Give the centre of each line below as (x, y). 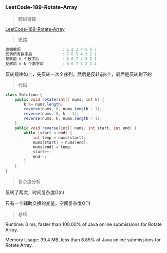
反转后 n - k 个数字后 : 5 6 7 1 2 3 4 (51, 64)
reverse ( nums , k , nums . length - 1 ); (63, 119)
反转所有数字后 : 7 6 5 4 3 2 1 (51, 54)
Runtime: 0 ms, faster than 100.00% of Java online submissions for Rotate (83, 224)
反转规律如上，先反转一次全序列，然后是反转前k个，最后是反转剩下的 (79, 74)
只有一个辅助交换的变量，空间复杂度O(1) (48, 203)
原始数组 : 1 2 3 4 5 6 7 (51, 50)
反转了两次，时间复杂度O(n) (35, 192)
